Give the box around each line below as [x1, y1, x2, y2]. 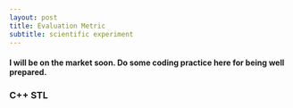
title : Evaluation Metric [9, 21, 105, 30]
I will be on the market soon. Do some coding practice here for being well [9, 57, 285, 68]
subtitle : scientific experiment [9, 29, 134, 38]
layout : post [9, 12, 58, 22]
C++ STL [9, 88, 48, 101]
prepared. [9, 66, 47, 77]
